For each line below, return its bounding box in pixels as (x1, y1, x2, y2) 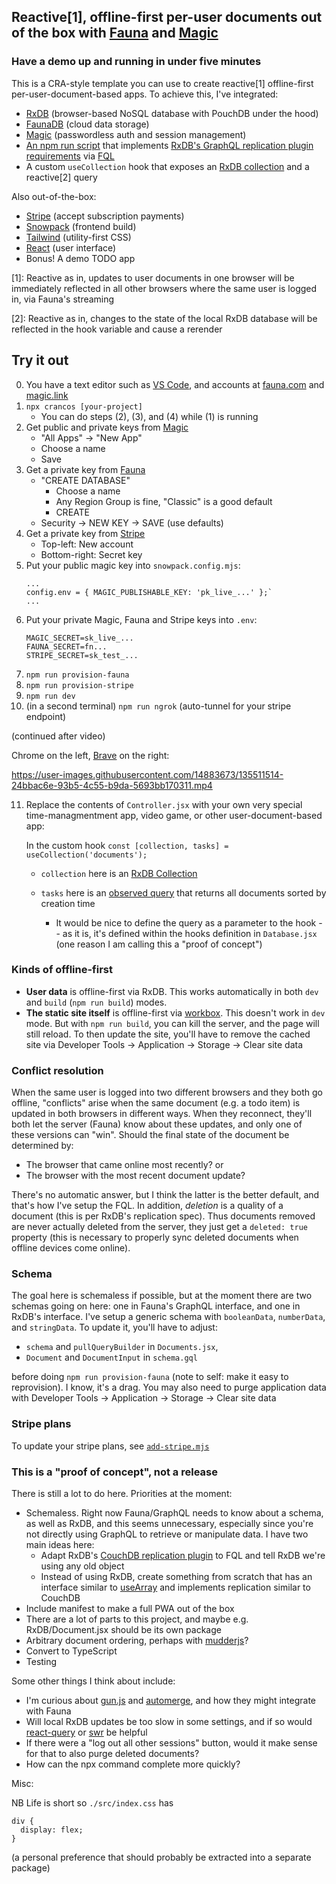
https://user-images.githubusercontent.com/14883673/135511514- (11, 768, 284, 780)
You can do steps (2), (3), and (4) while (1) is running (40, 410, 259, 422)
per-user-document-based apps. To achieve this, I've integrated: (11, 88, 279, 100)
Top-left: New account (40, 538, 134, 550)
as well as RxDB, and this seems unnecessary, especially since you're (25, 1517, 314, 1529)
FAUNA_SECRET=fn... (25, 641, 108, 652)
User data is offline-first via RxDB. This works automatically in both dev (25, 985, 319, 997)
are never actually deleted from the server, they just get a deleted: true (11, 1221, 308, 1233)
